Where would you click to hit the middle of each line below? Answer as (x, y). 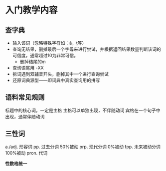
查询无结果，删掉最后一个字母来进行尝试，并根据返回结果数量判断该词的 (86, 49)
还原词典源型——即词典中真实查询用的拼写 (56, 80)
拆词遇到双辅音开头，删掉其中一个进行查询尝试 (60, 74)
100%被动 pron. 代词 (26, 153)
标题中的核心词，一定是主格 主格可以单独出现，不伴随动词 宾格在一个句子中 (83, 110)
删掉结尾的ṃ (33, 62)
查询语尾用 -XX (28, 68)
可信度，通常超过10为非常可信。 (45, 55)
